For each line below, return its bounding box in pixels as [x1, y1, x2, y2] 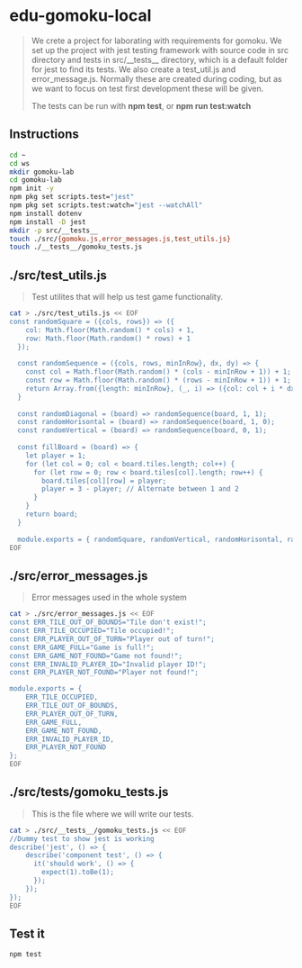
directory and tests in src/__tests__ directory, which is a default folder [31, 54, 288, 65]
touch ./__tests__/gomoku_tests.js [9, 242, 143, 252]
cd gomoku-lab [9, 176, 63, 185]
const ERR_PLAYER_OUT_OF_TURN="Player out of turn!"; [9, 634, 216, 644]
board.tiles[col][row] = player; [41, 476, 167, 485]
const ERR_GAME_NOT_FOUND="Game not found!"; [9, 651, 182, 660]
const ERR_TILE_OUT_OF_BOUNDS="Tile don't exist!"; [9, 618, 207, 627]
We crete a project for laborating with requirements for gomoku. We [31, 35, 283, 46]
